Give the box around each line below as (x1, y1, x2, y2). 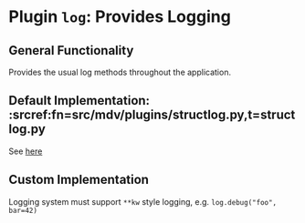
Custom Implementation (8, 172, 150, 188)
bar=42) (8, 206, 38, 215)
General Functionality (8, 43, 134, 58)
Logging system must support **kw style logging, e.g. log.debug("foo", (8, 196, 278, 207)
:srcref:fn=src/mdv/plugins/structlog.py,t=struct (8, 107, 296, 123)
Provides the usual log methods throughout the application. (8, 66, 232, 77)
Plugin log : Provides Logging (8, 6, 232, 27)
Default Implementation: (8, 93, 151, 108)
